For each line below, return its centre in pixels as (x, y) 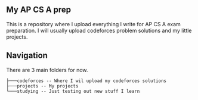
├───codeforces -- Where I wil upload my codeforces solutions (86, 81)
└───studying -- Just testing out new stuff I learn (73, 91)
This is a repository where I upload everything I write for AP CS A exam (93, 24)
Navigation (27, 56)
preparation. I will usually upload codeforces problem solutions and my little (99, 30)
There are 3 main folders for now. (47, 70)
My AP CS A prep (39, 10)
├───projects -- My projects (42, 86)
